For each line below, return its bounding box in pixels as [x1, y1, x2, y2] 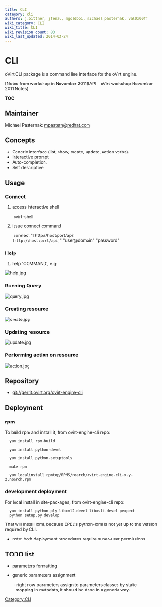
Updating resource [5, 328, 50, 335]
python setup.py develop [9, 513, 59, 518]
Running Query [5, 282, 42, 289]
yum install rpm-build [9, 439, 55, 444]
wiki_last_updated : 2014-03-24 [5, 34, 68, 39]
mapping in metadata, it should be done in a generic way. [15, 587, 130, 593]
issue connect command [12, 223, 61, 229]
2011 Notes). [5, 85, 30, 91]
